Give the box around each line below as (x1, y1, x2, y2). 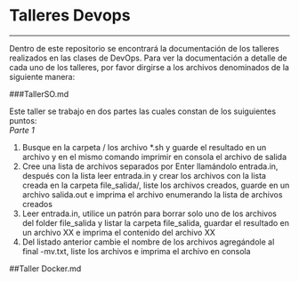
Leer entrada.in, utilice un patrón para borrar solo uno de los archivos (21, 208, 278, 219)
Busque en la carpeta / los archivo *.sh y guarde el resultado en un (21, 141, 267, 152)
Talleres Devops (9, 5, 131, 26)
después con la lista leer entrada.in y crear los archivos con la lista (21, 170, 267, 181)
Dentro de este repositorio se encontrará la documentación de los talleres (9, 43, 279, 53)
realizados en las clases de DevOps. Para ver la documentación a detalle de (9, 52, 287, 63)
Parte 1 (9, 124, 36, 135)
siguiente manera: (9, 71, 76, 82)
